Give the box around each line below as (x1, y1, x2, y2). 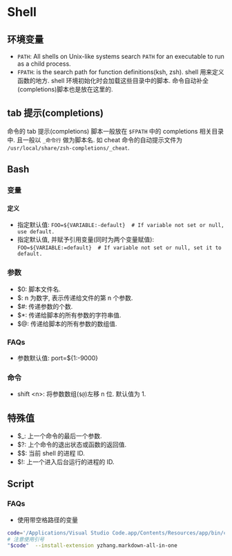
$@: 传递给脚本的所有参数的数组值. (17, 319, 117, 328)
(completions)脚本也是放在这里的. (17, 85, 113, 93)
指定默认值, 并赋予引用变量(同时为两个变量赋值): (17, 235, 155, 244)
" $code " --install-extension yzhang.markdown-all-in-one (7, 542, 177, 549)
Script (7, 478, 35, 490)
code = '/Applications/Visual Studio (7, 529, 110, 537)
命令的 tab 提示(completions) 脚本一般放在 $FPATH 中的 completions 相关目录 (7, 127, 224, 135)
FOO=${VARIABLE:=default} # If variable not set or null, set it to (17, 244, 222, 251)
